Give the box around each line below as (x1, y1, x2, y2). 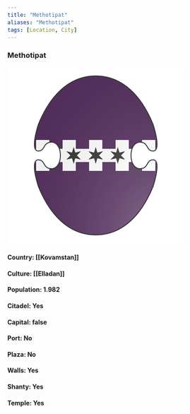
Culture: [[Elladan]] (7, 269, 65, 278)
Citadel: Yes (7, 302, 44, 310)
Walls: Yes (7, 366, 39, 374)
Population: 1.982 (7, 285, 60, 294)
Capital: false (7, 318, 47, 326)
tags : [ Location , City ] (7, 26, 78, 33)
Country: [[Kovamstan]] (7, 253, 79, 261)
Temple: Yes (7, 398, 44, 407)
